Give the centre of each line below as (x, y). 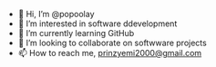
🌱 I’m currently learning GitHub (76, 33)
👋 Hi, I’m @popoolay (56, 14)
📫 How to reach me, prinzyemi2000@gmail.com (110, 53)
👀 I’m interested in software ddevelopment (98, 24)
